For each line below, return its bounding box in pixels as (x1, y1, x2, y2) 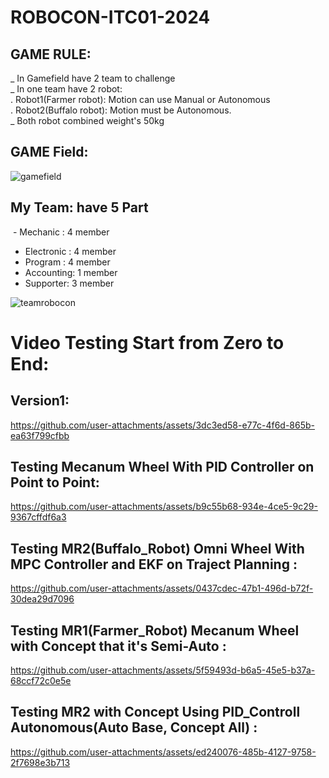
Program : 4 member (24, 256, 111, 268)
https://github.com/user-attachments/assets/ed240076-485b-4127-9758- (10, 746, 317, 758)
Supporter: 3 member (24, 277, 115, 289)
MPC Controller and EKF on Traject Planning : (10, 556, 298, 573)
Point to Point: (10, 474, 100, 491)
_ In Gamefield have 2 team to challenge (10, 72, 176, 84)
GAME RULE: (10, 46, 92, 63)
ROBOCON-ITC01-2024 (10, 6, 211, 29)
